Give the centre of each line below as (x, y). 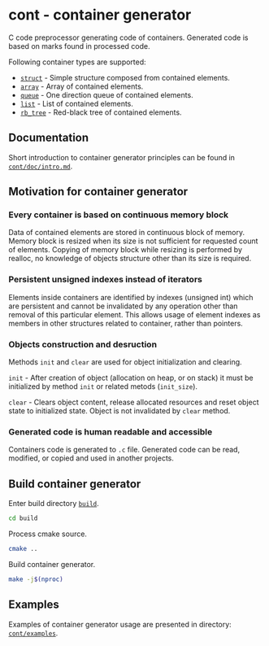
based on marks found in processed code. (79, 46)
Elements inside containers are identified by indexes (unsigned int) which (131, 297)
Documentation (49, 138)
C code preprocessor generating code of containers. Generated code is (128, 37)
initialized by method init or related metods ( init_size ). (103, 386)
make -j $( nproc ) (36, 579)
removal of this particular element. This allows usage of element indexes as (134, 314)
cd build (23, 518)
